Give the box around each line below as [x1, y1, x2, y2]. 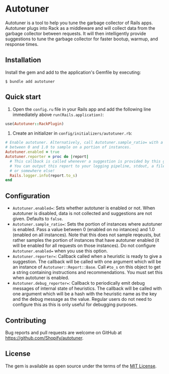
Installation [5, 56, 41, 65]
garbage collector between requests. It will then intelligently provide [5, 30, 146, 36]
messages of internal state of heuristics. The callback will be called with [12, 286, 162, 292]
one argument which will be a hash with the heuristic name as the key [12, 291, 157, 297]
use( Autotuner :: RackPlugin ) [5, 121, 64, 126]
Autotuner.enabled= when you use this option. [12, 248, 108, 254]
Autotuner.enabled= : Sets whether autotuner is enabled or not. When [12, 205, 155, 211]
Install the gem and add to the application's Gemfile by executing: [5, 69, 141, 75]
